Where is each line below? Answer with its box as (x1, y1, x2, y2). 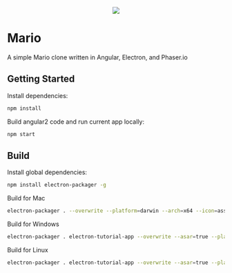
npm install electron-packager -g (7, 182, 107, 189)
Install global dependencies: (7, 168, 88, 176)
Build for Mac (7, 194, 46, 203)
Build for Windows (7, 220, 60, 228)
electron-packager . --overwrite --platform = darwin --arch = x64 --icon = (7, 207, 217, 214)
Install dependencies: (7, 91, 68, 100)
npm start (7, 131, 36, 138)
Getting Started (7, 73, 75, 85)
